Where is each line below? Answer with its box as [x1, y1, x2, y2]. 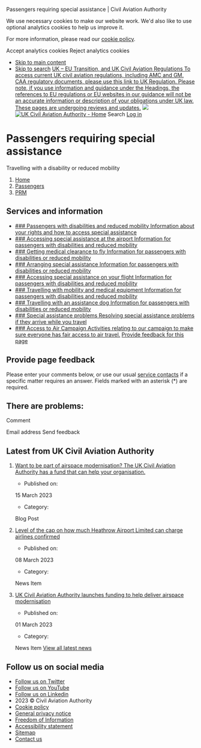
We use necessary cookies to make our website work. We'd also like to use [6, 17, 192, 24]
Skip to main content [14, 59, 66, 66]
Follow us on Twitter [14, 678, 65, 685]
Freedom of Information [14, 716, 74, 723]
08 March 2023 [14, 557, 54, 564]
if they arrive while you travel [14, 318, 87, 325]
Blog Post [14, 515, 39, 522]
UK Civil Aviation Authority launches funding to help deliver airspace [14, 592, 184, 599]
